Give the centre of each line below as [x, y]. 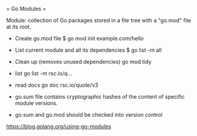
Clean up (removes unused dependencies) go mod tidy [83, 62]
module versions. [36, 103]
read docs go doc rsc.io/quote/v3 [56, 85]
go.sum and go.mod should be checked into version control [89, 115]
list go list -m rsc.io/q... [43, 73]
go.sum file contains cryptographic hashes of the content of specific [100, 97]
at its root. [19, 27]
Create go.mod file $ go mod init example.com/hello [79, 38]
